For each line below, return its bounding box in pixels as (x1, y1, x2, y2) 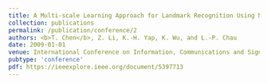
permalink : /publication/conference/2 (8, 26, 137, 34)
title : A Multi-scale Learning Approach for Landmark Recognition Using (8, 11, 255, 20)
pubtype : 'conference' (8, 56, 84, 64)
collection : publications (8, 19, 94, 27)
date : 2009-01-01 (8, 41, 66, 49)
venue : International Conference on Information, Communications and (8, 48, 245, 56)
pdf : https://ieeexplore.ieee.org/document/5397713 (8, 63, 183, 71)
